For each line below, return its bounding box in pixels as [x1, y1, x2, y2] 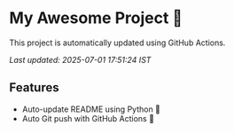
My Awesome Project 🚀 [9, 8, 183, 28]
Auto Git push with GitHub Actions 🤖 [21, 113, 155, 123]
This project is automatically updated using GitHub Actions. [9, 37, 226, 48]
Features [9, 80, 59, 96]
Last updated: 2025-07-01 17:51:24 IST [9, 54, 152, 65]
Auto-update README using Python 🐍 [21, 104, 161, 114]
